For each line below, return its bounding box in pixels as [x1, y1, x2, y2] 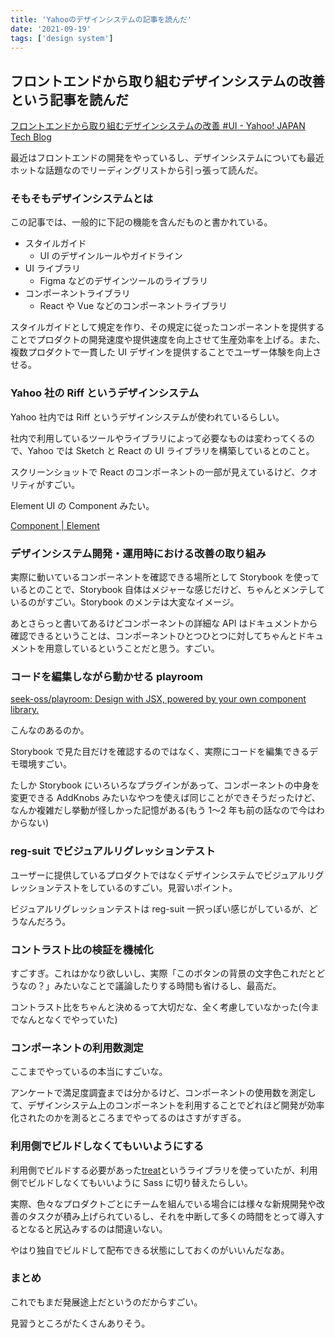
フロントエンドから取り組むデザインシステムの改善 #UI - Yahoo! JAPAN [10, 120, 306, 132]
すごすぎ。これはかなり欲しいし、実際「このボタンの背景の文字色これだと [10, 967, 317, 979]
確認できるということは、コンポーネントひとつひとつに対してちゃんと [10, 630, 298, 642]
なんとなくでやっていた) [18, 1013, 118, 1025]
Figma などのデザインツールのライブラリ [39, 275, 208, 287]
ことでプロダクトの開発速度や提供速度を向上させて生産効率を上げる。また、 [10, 334, 326, 346]
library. [10, 704, 40, 716]
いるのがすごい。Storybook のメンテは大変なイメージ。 [10, 596, 240, 608]
